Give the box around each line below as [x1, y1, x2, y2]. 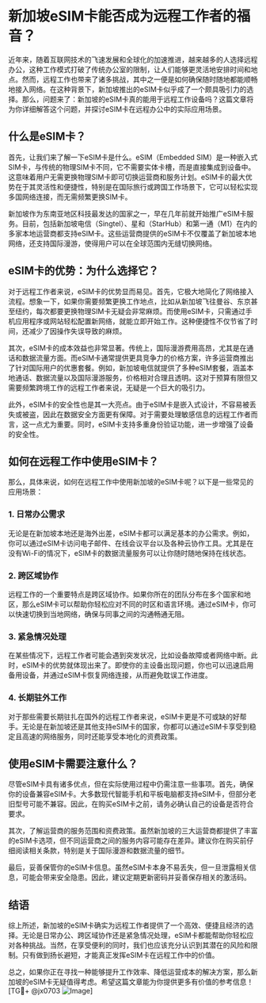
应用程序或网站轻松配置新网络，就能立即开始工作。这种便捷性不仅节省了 [14, 316, 251, 326]
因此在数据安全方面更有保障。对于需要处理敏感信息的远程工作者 [42, 409, 251, 419]
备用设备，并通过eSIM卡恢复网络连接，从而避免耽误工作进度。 [8, 671, 212, 680]
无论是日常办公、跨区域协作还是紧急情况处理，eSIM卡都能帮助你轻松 [21, 931, 247, 940]
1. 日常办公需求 [8, 509, 66, 520]
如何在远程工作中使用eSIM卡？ [8, 454, 159, 468]
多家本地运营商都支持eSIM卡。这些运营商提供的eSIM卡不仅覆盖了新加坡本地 [8, 228, 257, 238]
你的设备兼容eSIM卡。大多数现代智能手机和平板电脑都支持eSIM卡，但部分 [8, 790, 250, 799]
